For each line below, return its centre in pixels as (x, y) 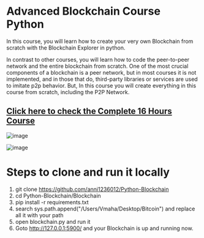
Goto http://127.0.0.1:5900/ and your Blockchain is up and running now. (104, 228)
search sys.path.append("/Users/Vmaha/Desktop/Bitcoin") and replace (105, 209)
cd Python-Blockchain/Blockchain (58, 195)
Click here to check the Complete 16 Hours (89, 111)
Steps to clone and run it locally (88, 172)
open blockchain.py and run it (53, 221)
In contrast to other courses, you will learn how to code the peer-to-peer (98, 59)
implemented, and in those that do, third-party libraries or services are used (102, 79)
